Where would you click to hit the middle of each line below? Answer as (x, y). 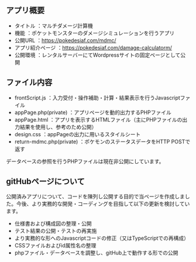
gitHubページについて (45, 182)
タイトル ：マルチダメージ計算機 (54, 26)
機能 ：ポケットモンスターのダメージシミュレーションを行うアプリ (94, 33)
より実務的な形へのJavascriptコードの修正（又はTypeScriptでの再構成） (102, 238)
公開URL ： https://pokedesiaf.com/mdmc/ (65, 40)
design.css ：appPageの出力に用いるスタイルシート (78, 134)
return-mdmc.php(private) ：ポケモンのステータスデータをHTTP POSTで (102, 142)
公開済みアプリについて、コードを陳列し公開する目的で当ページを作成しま (96, 196)
